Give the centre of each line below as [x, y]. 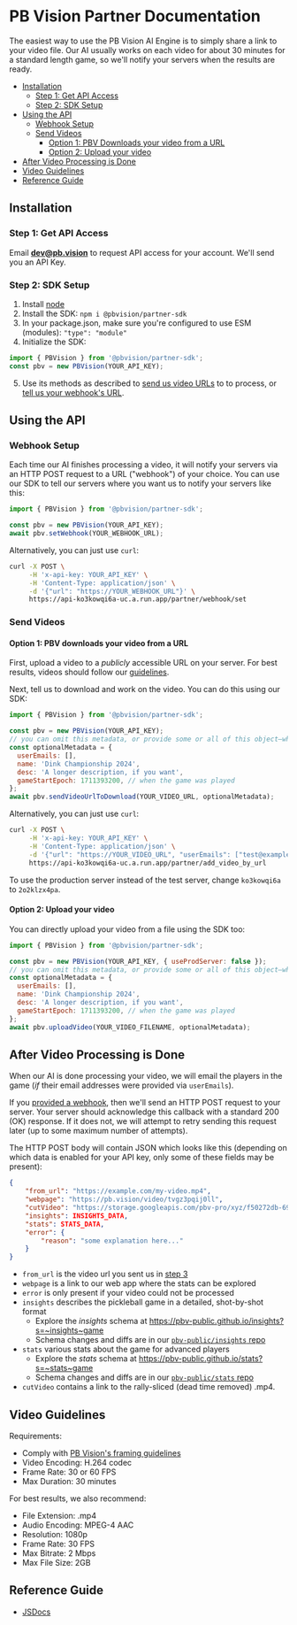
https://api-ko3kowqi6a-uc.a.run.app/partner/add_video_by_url [148, 863]
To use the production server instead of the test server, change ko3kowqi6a [145, 880]
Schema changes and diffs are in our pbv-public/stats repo [145, 1377]
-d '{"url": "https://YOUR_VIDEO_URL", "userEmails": [130, 855]
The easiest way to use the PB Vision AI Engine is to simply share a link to [143, 41]
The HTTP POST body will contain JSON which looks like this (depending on [148, 1148]
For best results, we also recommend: [78, 1498]
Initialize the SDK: [54, 342]
